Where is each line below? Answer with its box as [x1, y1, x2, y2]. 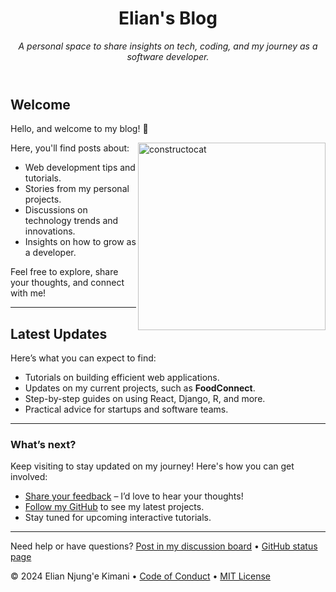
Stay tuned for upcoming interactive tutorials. [24, 512, 212, 524]
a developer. [24, 247, 77, 259]
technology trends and [24, 215, 119, 227]
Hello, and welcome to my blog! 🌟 [10, 123, 149, 135]
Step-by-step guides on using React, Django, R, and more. [24, 393, 266, 405]
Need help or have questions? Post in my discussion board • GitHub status [10, 540, 318, 552]
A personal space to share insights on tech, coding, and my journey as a [18, 40, 318, 52]
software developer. [126, 50, 210, 62]
